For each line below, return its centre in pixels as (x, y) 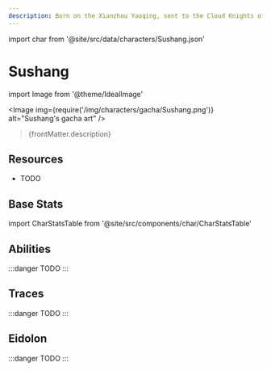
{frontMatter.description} (69, 133)
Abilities (29, 249)
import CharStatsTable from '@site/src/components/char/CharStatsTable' (130, 224)
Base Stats (36, 204)
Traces (26, 294)
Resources (36, 159)
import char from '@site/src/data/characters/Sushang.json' (107, 39)
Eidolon (28, 339)
